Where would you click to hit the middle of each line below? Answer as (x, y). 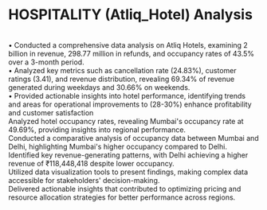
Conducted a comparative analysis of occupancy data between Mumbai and (133, 138)
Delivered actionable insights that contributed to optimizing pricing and (125, 189)
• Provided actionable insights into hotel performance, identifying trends (127, 95)
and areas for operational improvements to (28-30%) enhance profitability (130, 104)
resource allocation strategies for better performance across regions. (122, 197)
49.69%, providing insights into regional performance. (97, 130)
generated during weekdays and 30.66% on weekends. (99, 87)
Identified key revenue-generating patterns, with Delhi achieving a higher (128, 155)
